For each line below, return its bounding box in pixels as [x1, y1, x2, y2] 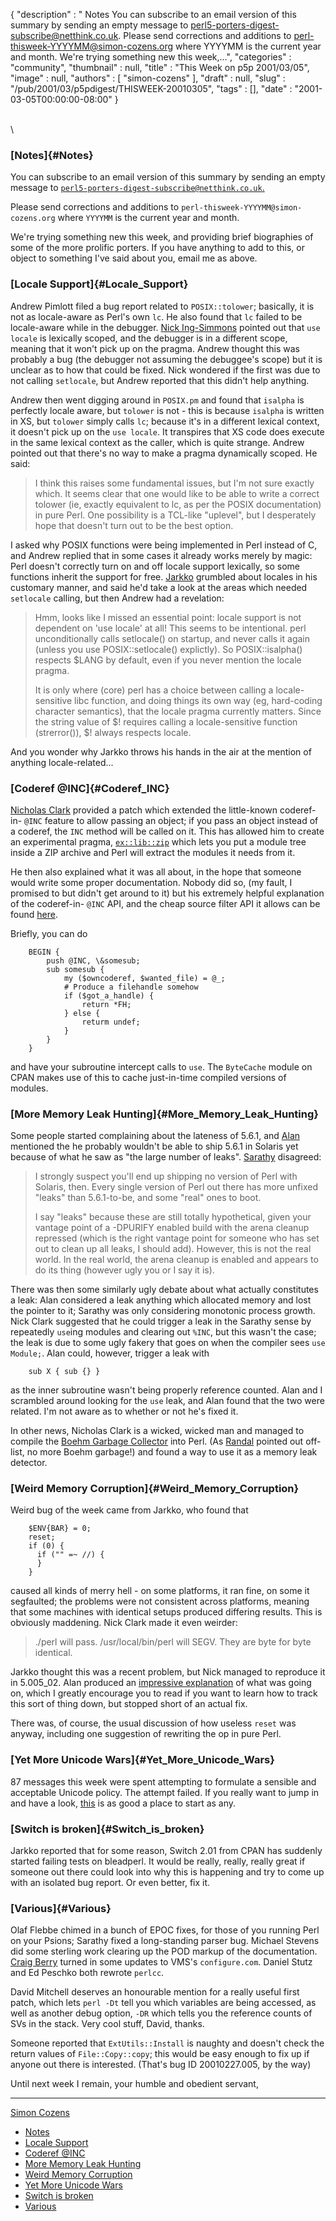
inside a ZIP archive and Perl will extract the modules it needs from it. [10, 846, 296, 858]
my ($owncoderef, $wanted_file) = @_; [63, 973, 226, 983]
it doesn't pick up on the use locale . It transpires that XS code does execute [10, 425, 325, 438]
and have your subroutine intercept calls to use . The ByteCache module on [10, 1060, 313, 1073]
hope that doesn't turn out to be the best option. [34, 519, 234, 531]
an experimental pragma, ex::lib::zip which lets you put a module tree [10, 835, 307, 848]
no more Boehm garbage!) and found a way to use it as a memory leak [26, 1446, 318, 1458]
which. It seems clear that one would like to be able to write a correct [34, 487, 320, 499]
